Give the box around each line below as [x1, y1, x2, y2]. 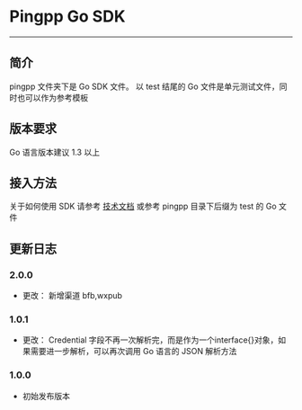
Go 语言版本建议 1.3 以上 [9, 147, 101, 157]
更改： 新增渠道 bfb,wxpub [22, 290, 123, 301]
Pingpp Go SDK [9, 6, 126, 27]
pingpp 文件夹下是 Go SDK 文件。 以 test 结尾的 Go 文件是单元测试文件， [9, 81, 280, 92]
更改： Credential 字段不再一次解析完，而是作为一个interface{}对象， [22, 334, 279, 345]
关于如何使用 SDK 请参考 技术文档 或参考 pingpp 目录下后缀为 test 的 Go [9, 201, 277, 212]
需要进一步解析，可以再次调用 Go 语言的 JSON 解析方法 [30, 346, 237, 357]
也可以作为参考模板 [16, 92, 88, 102]
